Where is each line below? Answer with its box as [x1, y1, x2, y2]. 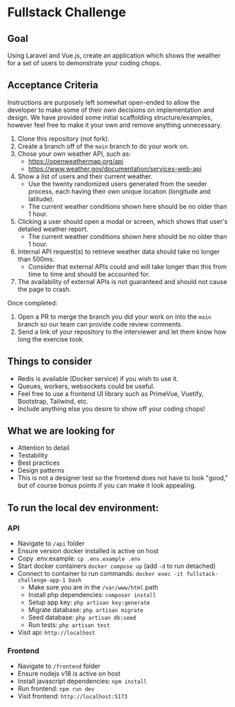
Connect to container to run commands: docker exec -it [17, 570, 184, 578]
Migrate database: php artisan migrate [28, 606, 144, 614]
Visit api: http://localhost [17, 628, 96, 637]
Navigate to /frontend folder [17, 662, 101, 670]
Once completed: [7, 298, 58, 307]
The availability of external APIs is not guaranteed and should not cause [17, 277, 228, 285]
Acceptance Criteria [7, 79, 98, 91]
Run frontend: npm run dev [17, 684, 95, 693]
